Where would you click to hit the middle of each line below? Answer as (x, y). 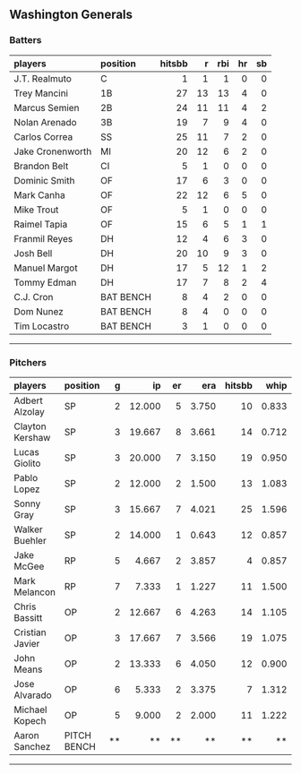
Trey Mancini (41, 93)
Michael (30, 709)
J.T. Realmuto (43, 78)
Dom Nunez (39, 311)
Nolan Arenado (46, 122)
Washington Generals (71, 15)
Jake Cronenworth (53, 151)
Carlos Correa (43, 136)
